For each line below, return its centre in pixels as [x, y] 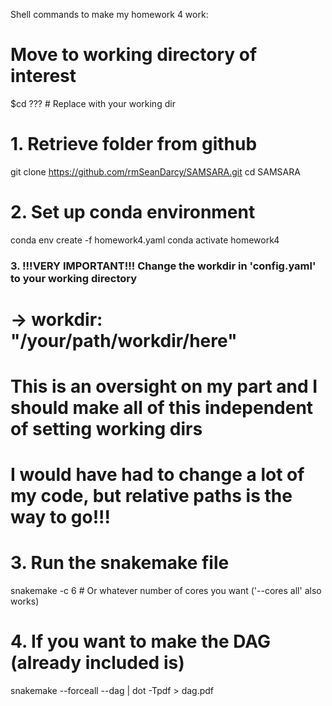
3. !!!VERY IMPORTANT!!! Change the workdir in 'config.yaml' [163, 266]
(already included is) [97, 663]
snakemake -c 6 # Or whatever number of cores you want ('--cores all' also [166, 591]
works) [25, 601]
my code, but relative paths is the [151, 496]
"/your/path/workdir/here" [124, 340]
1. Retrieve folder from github [134, 144]
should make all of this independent [162, 408]
